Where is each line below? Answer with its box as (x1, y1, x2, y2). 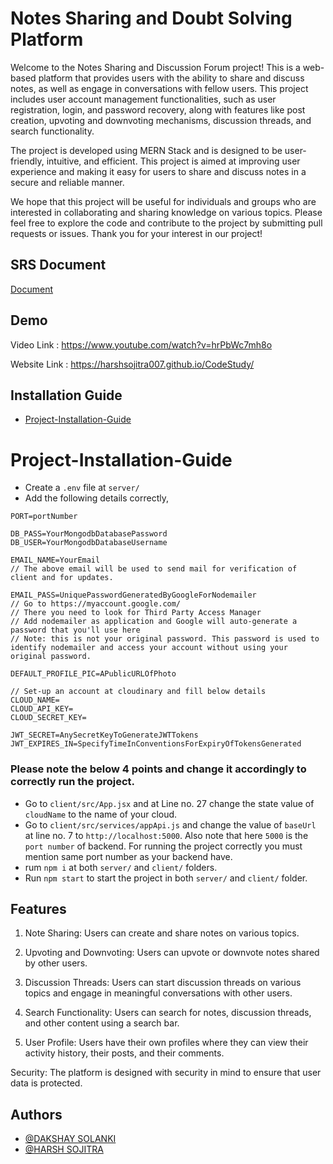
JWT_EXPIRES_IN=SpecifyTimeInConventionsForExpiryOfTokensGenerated (10, 739, 302, 749)
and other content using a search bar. (24, 1017, 180, 1029)
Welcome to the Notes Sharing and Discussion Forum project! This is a (10, 61, 301, 73)
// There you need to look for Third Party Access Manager (10, 608, 262, 618)
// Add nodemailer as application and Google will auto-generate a (10, 617, 298, 627)
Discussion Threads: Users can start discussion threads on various (24, 977, 302, 989)
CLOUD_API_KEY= (10, 704, 74, 714)
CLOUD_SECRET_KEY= (10, 713, 87, 723)
